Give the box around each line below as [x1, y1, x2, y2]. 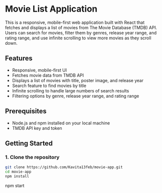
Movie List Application [5, 3, 98, 15]
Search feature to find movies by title [12, 83, 87, 88]
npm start [5, 182, 25, 188]
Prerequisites [5, 107, 47, 115]
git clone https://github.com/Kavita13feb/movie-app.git [5, 165, 123, 170]
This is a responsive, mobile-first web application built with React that [5, 19, 145, 25]
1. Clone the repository [5, 154, 60, 160]
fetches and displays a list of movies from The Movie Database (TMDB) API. [5, 24, 157, 30]
